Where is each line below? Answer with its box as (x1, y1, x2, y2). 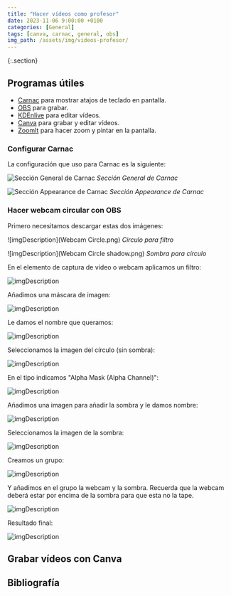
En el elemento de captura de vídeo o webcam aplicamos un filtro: (7, 262, 201, 271)
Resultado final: (7, 518, 53, 527)
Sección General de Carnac (96, 174, 178, 182)
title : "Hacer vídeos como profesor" (7, 10, 119, 18)
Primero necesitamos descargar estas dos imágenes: (7, 221, 163, 230)
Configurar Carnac (7, 144, 74, 154)
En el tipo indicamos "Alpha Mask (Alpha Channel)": (7, 373, 159, 381)
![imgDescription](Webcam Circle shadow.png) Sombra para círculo (7, 249, 207, 257)
